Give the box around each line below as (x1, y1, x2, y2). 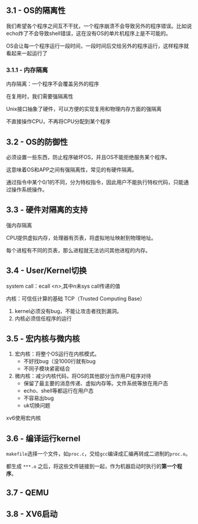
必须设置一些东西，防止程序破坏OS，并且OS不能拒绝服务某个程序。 (6, 153, 171, 160)
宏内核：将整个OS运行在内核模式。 (14, 350, 100, 358)
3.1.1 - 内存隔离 (6, 65, 48, 74)
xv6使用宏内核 (6, 414, 41, 421)
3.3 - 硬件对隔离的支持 (6, 205, 88, 215)
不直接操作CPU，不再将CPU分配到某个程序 (6, 118, 111, 125)
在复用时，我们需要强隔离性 (6, 93, 74, 100)
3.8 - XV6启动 (6, 509, 58, 519)
